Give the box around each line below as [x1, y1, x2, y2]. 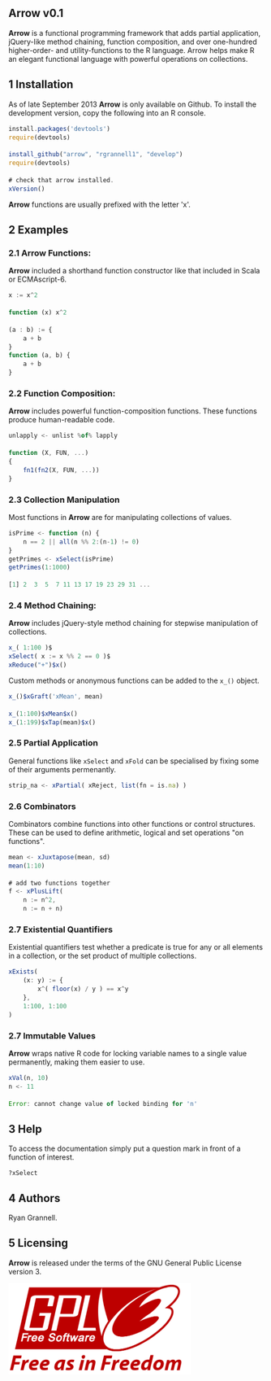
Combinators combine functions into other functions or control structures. [8, 819, 256, 828]
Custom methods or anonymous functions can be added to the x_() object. [8, 675, 260, 685]
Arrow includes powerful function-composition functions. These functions [8, 406, 257, 416]
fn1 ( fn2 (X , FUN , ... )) [23, 465, 100, 474]
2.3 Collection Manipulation [8, 494, 120, 505]
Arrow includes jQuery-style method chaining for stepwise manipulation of [8, 618, 258, 628]
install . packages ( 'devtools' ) [8, 125, 111, 133]
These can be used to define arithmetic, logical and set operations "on [8, 828, 244, 837]
